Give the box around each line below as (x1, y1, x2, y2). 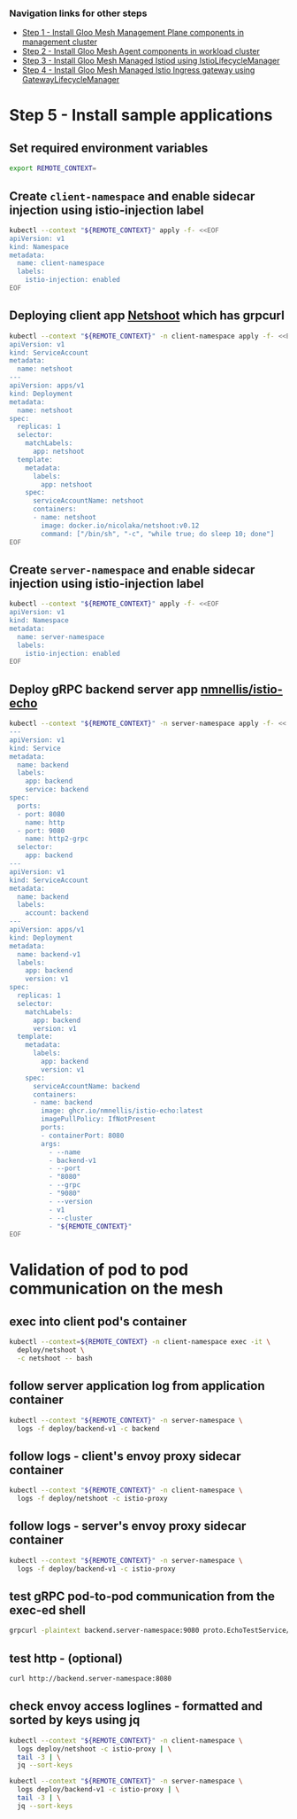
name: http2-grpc (25, 834, 89, 844)
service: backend (25, 785, 89, 794)
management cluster (21, 36, 97, 47)
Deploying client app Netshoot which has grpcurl (9, 308, 285, 324)
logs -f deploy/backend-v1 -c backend (17, 1424, 161, 1433)
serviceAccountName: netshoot (32, 496, 144, 505)
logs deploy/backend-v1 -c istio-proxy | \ (17, 1785, 179, 1794)
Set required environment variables (9, 140, 209, 155)
